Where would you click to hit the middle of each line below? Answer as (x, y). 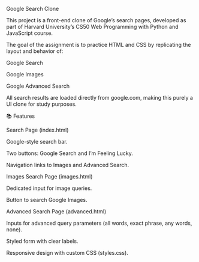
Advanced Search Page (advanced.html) (56, 212)
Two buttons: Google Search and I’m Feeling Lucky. (70, 153)
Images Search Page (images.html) (49, 176)
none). (14, 230)
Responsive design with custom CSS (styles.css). (67, 253)
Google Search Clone (33, 9)
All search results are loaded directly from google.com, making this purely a (100, 98)
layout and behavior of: (35, 51)
